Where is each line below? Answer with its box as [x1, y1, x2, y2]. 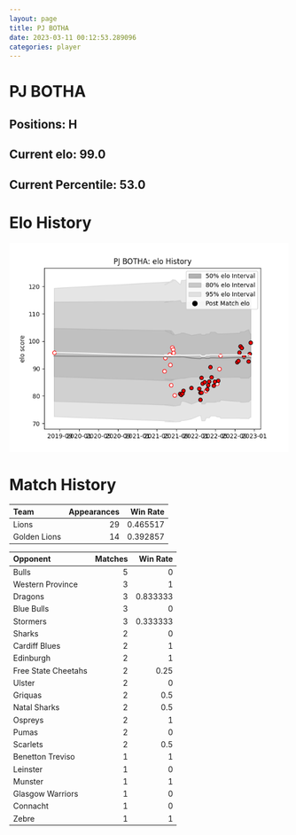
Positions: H [9, 116, 78, 132]
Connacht [12, 800, 49, 811]
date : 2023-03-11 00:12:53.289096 [9, 33, 137, 42]
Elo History [9, 213, 92, 232]
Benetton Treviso [12, 752, 75, 762]
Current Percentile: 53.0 [9, 177, 146, 192]
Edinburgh [12, 652, 51, 664]
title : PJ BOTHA [9, 23, 69, 33]
